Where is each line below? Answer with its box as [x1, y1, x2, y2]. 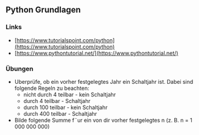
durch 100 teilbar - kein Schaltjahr [23, 104, 108, 111]
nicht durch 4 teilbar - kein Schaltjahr [23, 90, 116, 98]
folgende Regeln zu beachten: [14, 84, 90, 92]
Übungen [5, 64, 34, 73]
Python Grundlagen [5, 5, 81, 15]
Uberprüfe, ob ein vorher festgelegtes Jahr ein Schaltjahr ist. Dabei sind [14, 78, 194, 85]
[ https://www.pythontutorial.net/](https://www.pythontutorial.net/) [14, 49, 178, 57]
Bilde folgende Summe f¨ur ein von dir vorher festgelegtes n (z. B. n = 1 [14, 116, 192, 124]
